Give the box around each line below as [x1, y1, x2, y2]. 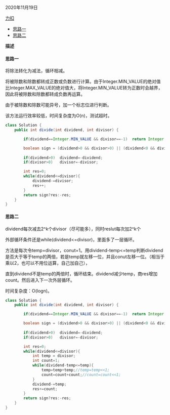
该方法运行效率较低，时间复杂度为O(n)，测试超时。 [5, 113, 112, 119]
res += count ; [32, 386, 58, 391]
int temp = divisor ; [32, 353, 76, 358]
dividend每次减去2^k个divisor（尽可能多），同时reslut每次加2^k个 [5, 226, 141, 232]
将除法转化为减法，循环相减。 [5, 68, 67, 74]
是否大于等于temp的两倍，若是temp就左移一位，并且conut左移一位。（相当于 [5, 254, 165, 260]
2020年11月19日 [5, 5, 38, 10]
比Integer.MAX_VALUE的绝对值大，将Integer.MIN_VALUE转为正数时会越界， [5, 85, 163, 91]
